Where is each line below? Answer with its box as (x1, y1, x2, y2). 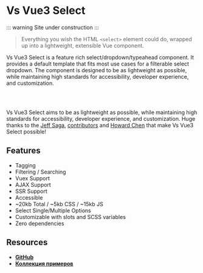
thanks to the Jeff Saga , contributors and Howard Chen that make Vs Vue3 (6, 121, 194, 129)
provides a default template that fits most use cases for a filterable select (6, 60, 190, 67)
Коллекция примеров (15, 260, 74, 267)
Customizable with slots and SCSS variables (15, 213, 126, 220)
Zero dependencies (15, 220, 64, 227)
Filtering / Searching (15, 168, 66, 175)
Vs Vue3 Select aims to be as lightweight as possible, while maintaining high (6, 109, 198, 116)
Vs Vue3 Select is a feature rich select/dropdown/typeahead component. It (6, 53, 194, 61)
